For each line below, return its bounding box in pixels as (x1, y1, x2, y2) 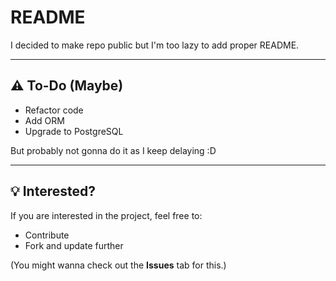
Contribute (24, 229, 70, 241)
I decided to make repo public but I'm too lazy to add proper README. (10, 39, 300, 51)
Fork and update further (24, 239, 124, 251)
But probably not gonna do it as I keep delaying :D (10, 144, 217, 156)
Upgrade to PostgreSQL (24, 125, 124, 137)
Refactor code (24, 104, 84, 116)
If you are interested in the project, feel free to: (10, 209, 203, 221)
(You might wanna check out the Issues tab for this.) (10, 259, 227, 271)
